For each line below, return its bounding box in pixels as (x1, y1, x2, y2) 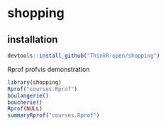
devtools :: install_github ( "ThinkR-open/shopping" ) (7, 52, 160, 59)
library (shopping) (7, 78, 62, 86)
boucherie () (7, 98, 43, 106)
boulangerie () (7, 92, 50, 99)
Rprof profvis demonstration (7, 65, 90, 73)
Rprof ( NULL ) (7, 105, 43, 112)
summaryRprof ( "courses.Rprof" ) (7, 112, 100, 119)
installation (7, 33, 58, 46)
